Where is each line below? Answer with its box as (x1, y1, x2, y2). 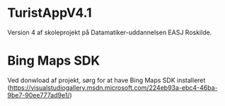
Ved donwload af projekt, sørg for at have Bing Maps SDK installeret (7, 76, 206, 84)
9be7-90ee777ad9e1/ (7, 91, 70, 99)
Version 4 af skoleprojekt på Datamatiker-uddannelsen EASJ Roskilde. (7, 28, 212, 37)
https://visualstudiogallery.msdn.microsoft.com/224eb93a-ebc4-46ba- (9, 83, 218, 92)
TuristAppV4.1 (7, 5, 92, 21)
